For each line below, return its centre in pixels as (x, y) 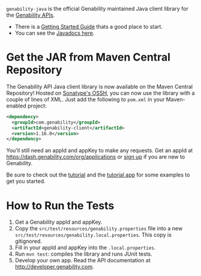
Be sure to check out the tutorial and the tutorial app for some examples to (98, 175)
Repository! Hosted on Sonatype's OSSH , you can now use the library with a (100, 93)
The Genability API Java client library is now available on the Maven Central (100, 86)
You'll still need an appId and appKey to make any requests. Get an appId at (100, 151)
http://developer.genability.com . (54, 267)
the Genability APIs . (31, 15)
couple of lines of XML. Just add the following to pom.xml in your (85, 99)
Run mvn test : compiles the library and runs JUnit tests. (84, 254)
